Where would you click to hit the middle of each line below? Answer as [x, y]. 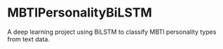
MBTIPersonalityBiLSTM [80, 13]
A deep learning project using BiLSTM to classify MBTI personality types [112, 32]
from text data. [29, 39]
